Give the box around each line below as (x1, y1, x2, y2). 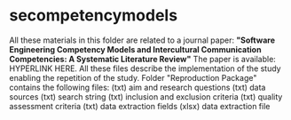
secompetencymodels (9, 5, 178, 26)
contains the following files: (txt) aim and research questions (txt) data (9, 82, 266, 92)
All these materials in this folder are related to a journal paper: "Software (9, 35, 275, 45)
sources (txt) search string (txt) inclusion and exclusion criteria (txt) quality (9, 91, 283, 102)
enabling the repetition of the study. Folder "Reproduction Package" (9, 72, 257, 83)
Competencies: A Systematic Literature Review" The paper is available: (9, 53, 277, 64)
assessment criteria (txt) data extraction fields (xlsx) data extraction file (9, 100, 271, 111)
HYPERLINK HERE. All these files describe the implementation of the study (9, 63, 281, 74)
